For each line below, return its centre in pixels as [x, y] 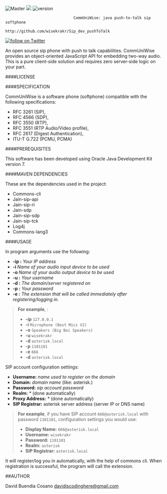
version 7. [15, 164]
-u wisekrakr [39, 335]
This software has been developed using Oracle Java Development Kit [79, 159]
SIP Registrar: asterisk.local [57, 451]
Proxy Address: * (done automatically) [53, 399]
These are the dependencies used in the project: [56, 184]
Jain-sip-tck [25, 221]
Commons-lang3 [30, 232]
